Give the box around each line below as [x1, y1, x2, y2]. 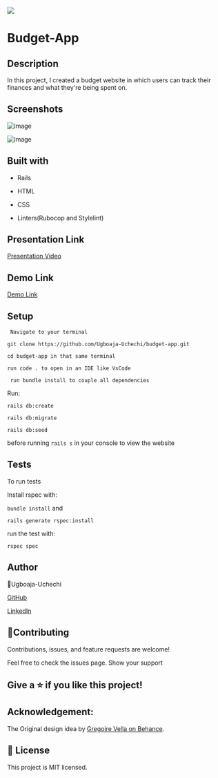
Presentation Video [7, 252, 62, 260]
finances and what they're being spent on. [7, 84, 128, 91]
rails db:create [7, 403, 54, 410]
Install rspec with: [7, 491, 57, 499]
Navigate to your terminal [10, 329, 88, 336]
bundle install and [7, 504, 63, 512]
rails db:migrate [7, 415, 57, 421]
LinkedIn [7, 607, 32, 615]
